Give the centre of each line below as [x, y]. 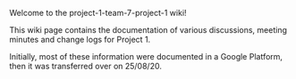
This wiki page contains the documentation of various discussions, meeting [148, 30]
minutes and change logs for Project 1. [80, 39]
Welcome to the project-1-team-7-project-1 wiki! [98, 13]
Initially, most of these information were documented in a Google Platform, [146, 56]
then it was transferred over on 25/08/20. [86, 66]
